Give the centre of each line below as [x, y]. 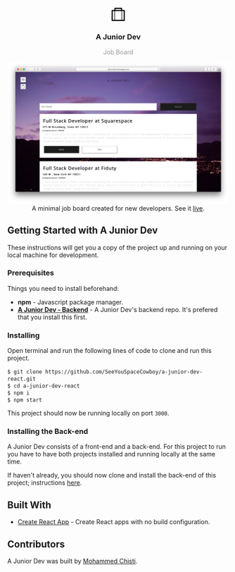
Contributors [36, 544]
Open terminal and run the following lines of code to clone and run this [110, 351]
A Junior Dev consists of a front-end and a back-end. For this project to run [117, 447]
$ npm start [25, 400]
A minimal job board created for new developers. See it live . [118, 208]
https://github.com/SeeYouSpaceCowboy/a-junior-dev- [123, 372]
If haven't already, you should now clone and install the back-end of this [112, 475]
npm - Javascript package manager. [70, 302]
